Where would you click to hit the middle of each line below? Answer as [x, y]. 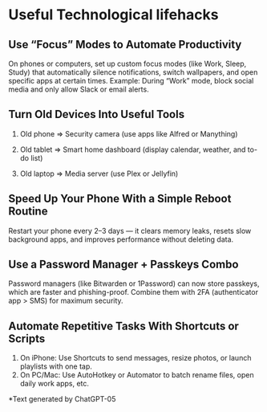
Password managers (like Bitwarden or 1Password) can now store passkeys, [134, 284]
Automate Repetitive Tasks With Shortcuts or [123, 326]
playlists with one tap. [56, 366]
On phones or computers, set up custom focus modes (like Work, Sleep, [127, 63]
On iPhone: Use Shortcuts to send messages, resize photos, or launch [136, 358]
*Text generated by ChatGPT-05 [62, 399]
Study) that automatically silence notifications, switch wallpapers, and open [133, 72]
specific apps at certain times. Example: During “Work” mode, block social [131, 81]
